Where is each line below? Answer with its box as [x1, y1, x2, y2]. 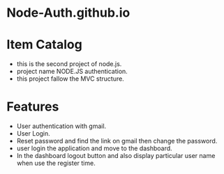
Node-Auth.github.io [6, 5, 130, 21]
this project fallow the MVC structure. [16, 74, 125, 83]
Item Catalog [6, 37, 83, 53]
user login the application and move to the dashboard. [16, 144, 172, 152]
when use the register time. [16, 159, 96, 168]
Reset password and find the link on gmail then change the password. [16, 137, 218, 145]
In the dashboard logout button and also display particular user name [16, 152, 216, 160]
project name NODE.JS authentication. [16, 68, 128, 76]
